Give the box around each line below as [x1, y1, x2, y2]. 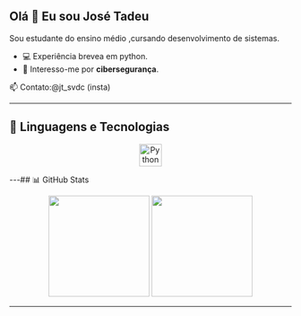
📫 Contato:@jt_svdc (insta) [9, 82, 111, 92]
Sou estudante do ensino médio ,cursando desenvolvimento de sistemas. [9, 32, 280, 43]
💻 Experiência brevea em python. [21, 50, 148, 61]
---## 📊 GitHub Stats [9, 174, 90, 185]
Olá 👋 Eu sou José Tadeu [9, 9, 150, 24]
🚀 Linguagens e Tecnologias [9, 119, 170, 135]
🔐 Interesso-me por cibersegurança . [21, 64, 159, 75]
